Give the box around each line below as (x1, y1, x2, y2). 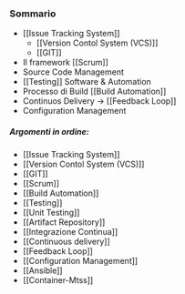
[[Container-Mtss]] (22, 275, 94, 286)
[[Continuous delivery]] (22, 236, 111, 248)
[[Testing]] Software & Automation (22, 76, 152, 87)
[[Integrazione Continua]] (22, 227, 118, 238)
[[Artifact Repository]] (22, 217, 106, 228)
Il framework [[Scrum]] (22, 57, 109, 68)
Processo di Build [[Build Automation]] (22, 86, 167, 97)
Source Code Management (22, 66, 125, 77)
